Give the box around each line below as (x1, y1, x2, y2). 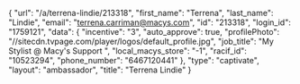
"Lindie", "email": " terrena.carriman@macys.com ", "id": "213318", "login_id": (8, 17, 292, 28)
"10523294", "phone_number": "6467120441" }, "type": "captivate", (8, 55, 259, 65)
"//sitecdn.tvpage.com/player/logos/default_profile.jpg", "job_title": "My (8, 36, 274, 46)
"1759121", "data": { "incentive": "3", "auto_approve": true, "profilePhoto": (8, 27, 280, 37)
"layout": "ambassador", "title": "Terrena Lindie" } (8, 64, 192, 75)
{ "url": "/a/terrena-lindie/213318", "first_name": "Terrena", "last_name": (8, 8, 274, 18)
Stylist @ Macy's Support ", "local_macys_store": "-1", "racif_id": (8, 46, 247, 56)
